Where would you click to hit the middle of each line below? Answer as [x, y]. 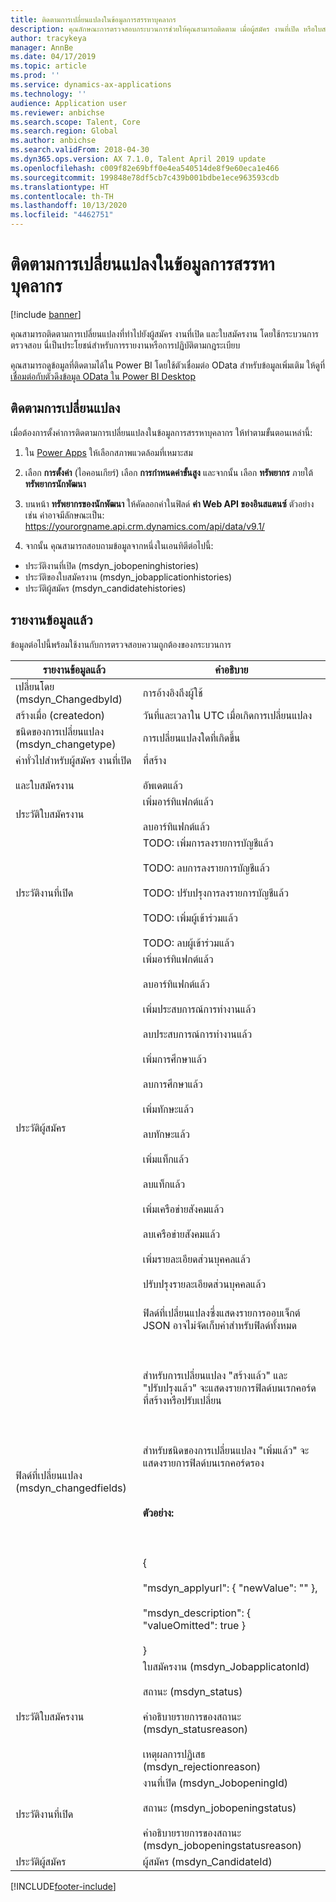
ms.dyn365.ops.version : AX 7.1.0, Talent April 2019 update [138, 159]
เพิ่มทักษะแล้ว [168, 1109]
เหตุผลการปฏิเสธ [174, 1754]
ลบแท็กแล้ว [164, 1184]
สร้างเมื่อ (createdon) [60, 715]
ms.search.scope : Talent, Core [75, 122]
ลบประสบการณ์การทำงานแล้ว [197, 1034]
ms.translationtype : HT [60, 187]
